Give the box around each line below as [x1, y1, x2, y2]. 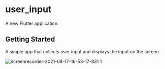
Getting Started [5, 35, 55, 44]
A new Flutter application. [5, 20, 59, 26]
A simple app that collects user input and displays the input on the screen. [5, 48, 160, 54]
